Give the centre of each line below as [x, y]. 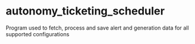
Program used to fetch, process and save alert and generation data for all [97, 28]
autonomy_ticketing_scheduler [85, 11]
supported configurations [38, 34]
